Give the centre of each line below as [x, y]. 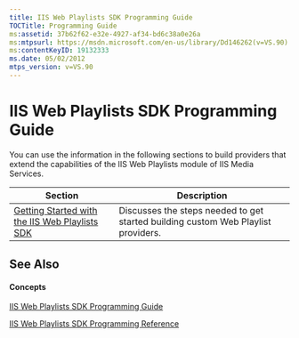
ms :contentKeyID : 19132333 [59, 51]
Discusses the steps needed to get [191, 210]
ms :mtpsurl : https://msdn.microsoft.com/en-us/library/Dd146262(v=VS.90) [149, 42]
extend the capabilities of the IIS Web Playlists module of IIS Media [131, 164]
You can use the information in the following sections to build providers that [148, 154]
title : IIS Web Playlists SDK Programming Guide [101, 17]
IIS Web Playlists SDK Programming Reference [94, 324]
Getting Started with [56, 210]
